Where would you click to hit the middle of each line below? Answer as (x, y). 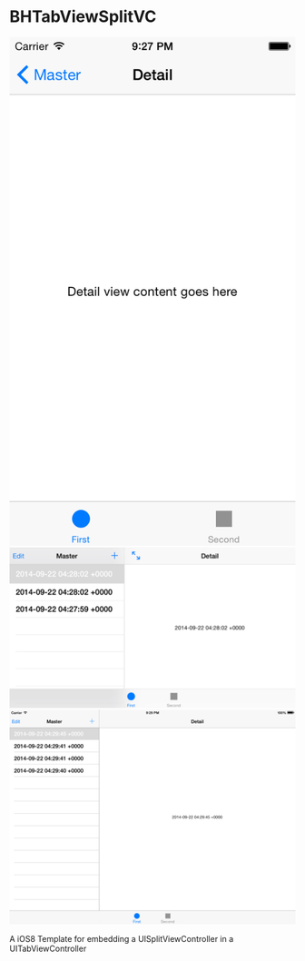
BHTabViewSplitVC (83, 17)
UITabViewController (48, 949)
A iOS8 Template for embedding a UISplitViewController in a (122, 939)
